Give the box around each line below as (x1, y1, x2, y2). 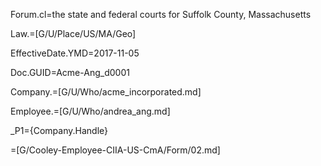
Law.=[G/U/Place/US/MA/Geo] (10, 28, 137, 39)
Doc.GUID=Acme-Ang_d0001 (10, 67, 130, 78)
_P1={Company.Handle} (10, 125, 109, 136)
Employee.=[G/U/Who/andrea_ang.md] (10, 105, 171, 117)
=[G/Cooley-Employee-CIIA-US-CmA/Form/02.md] (10, 144, 221, 156)
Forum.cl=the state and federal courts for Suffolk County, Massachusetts (10, 9, 312, 20)
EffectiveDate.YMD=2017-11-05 (10, 47, 140, 59)
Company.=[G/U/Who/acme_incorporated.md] (10, 86, 202, 98)
